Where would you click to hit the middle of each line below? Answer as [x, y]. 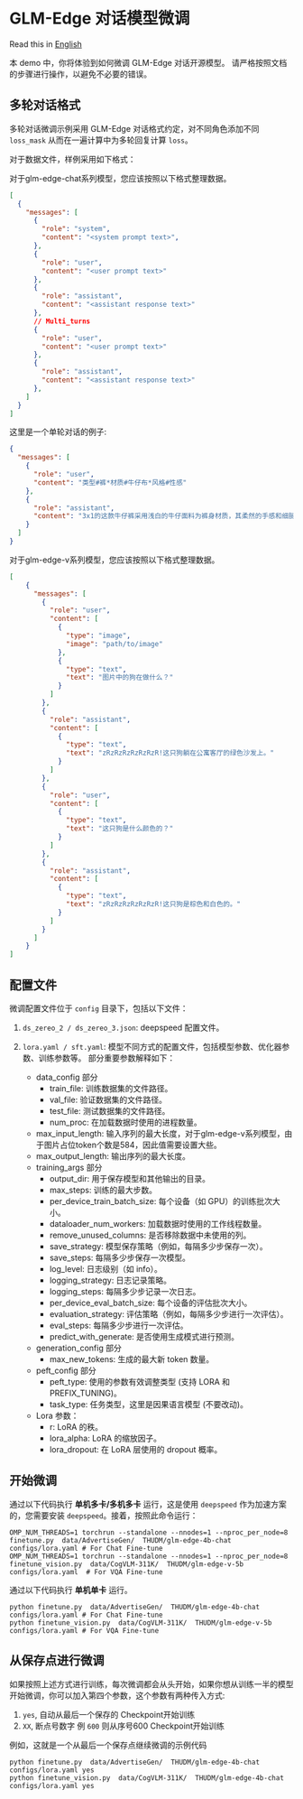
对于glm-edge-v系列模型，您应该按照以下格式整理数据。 [115, 560]
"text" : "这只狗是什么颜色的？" [120, 829]
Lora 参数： [57, 1415]
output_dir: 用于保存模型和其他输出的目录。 [129, 1178]
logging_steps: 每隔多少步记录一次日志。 [125, 1291]
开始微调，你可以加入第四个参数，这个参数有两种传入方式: [117, 1695]
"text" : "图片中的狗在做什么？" [120, 678]
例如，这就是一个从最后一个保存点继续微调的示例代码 [108, 1745]
